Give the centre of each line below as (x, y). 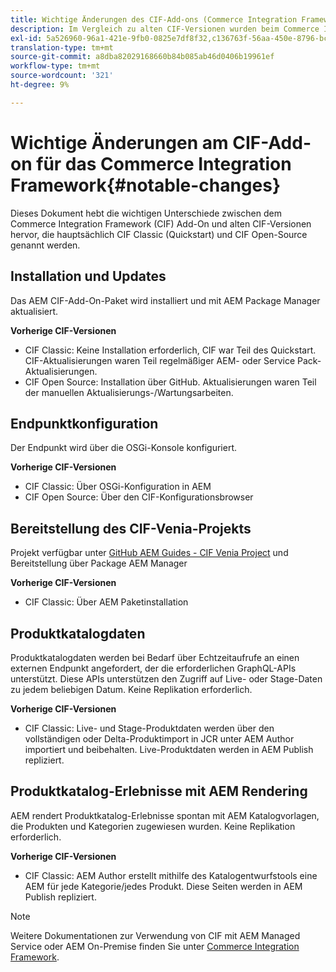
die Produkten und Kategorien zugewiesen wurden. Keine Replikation (153, 826)
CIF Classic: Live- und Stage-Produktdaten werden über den (149, 728)
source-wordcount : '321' (62, 76)
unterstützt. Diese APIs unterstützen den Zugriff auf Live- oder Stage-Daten (166, 678)
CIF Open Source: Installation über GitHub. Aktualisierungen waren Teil (170, 382)
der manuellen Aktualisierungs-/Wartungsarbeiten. (129, 392)
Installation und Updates (88, 276)
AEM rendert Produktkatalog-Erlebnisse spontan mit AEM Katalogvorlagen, (165, 815)
